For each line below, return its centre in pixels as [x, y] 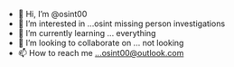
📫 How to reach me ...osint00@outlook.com [101, 53]
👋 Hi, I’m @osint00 [52, 14]
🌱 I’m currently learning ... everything [87, 33]
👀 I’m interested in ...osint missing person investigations [122, 24]
